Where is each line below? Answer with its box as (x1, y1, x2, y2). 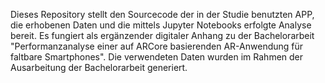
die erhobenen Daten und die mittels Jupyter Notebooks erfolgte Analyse (10, 19, 312, 31)
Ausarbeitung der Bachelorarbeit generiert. (10, 62, 188, 73)
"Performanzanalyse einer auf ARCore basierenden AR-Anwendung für (10, 40, 304, 52)
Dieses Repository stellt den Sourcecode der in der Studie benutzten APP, (10, 9, 315, 20)
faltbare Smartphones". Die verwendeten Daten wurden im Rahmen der (10, 51, 304, 63)
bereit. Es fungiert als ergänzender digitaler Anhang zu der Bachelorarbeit (10, 30, 315, 41)
